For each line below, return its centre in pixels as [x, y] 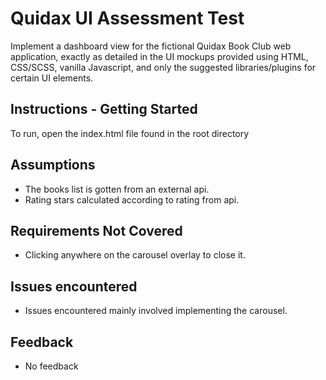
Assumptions [53, 165]
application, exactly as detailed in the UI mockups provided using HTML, [159, 56]
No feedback [51, 366]
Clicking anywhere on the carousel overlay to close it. [135, 255]
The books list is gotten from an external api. [117, 189]
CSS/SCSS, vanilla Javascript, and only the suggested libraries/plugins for [163, 67]
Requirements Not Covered [96, 230]
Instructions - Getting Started [104, 109]
